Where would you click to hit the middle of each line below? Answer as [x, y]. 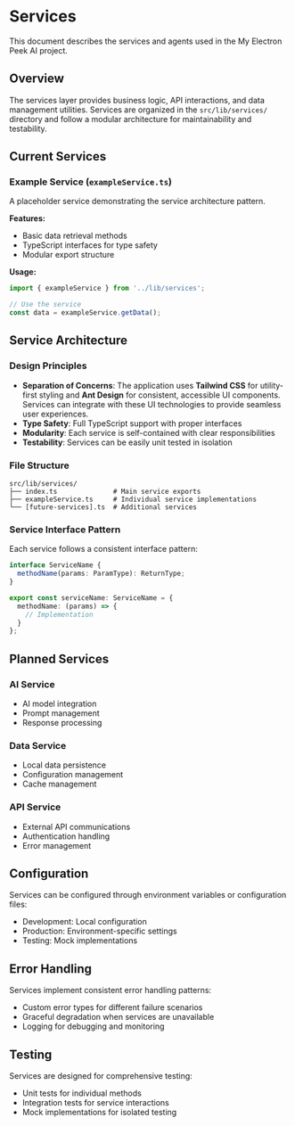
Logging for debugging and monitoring [93, 1026]
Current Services [58, 156]
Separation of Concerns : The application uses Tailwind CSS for [140, 385]
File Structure [39, 465]
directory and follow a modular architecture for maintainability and [131, 119]
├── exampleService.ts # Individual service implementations [133, 500]
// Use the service [45, 305]
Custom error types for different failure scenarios [112, 1007]
